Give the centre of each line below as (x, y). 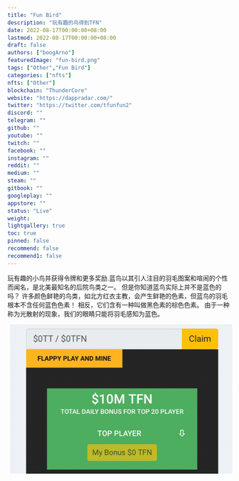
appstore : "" (27, 203)
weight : (19, 218)
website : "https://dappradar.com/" (60, 98)
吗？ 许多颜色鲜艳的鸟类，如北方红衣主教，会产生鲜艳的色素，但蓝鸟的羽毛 (118, 295)
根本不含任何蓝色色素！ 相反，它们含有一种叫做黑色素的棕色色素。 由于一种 (118, 305)
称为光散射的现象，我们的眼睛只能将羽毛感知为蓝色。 (86, 313)
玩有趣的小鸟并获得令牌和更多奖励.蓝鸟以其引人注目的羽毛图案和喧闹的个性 (118, 278)
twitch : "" (24, 143)
